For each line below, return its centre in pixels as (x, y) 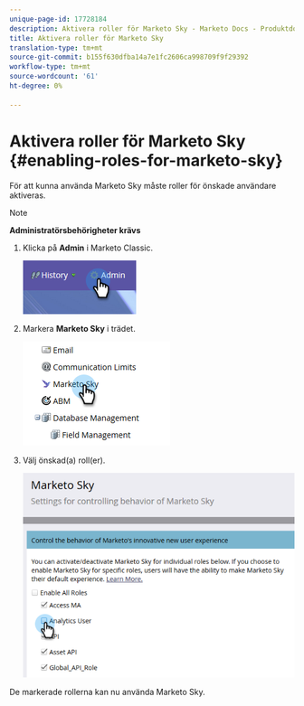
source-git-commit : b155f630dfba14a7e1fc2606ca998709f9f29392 (129, 57)
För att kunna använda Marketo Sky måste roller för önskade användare (143, 185)
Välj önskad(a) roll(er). (64, 460)
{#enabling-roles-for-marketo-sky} (146, 160)
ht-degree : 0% (36, 86)
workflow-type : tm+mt (50, 67)
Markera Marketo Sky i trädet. (79, 328)
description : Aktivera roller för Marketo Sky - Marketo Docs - (133, 28)
